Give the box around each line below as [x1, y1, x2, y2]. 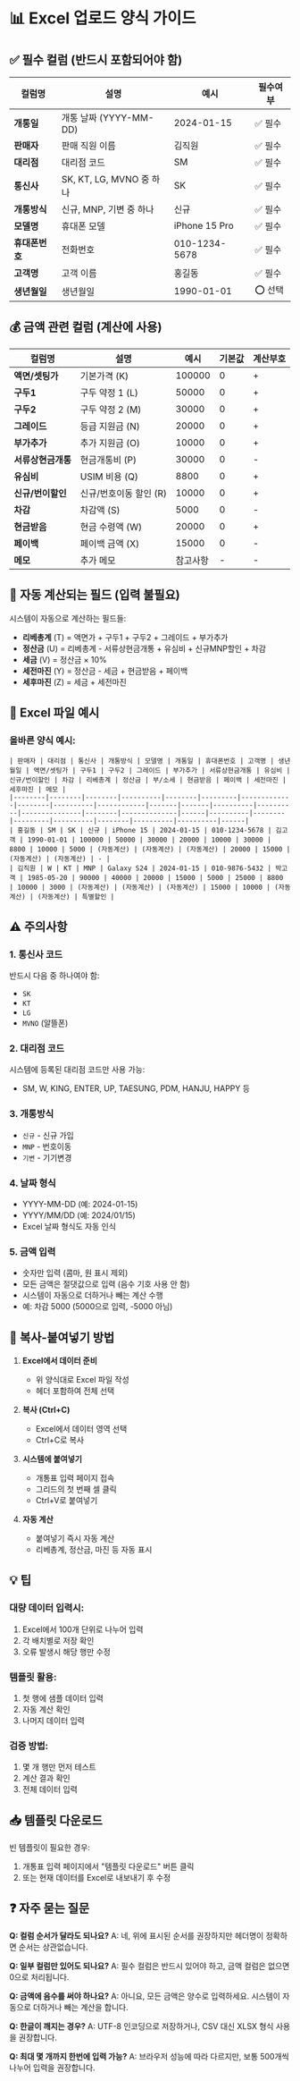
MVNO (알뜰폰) [21, 1018, 69, 1028]
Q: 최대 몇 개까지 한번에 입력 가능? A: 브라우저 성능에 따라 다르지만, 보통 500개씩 [9, 2051, 289, 2061]
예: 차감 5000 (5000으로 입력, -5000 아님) [21, 1301, 173, 1312]
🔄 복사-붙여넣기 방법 [9, 1330, 115, 1345]
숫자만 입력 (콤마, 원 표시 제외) [21, 1267, 129, 1279]
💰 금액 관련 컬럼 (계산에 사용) [9, 319, 162, 335]
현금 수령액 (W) [79, 520, 143, 533]
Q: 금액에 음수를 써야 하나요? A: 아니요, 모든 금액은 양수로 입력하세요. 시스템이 [9, 1991, 281, 2001]
